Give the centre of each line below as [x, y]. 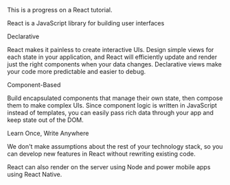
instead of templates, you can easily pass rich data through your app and [111, 113]
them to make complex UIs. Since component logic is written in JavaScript [112, 105]
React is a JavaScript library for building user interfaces [86, 23]
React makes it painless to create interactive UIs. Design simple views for [111, 50]
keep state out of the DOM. [45, 120]
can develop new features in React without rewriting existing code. [101, 154]
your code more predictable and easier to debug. [77, 72]
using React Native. [35, 174]
